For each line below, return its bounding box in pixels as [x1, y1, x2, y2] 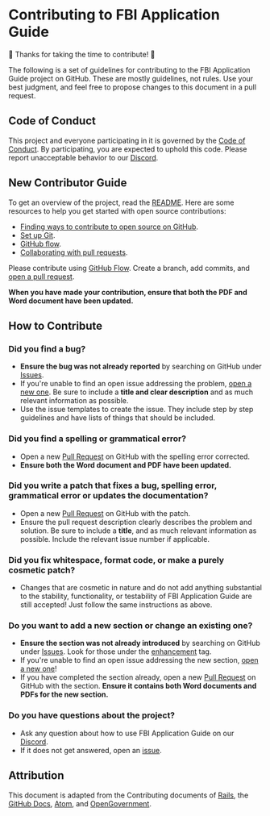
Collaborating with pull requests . [19, 248, 128, 257]
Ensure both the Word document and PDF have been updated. [19, 460, 232, 469]
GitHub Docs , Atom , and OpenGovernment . [8, 798, 152, 808]
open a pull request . [8, 272, 75, 281]
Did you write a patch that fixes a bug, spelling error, [8, 480, 218, 491]
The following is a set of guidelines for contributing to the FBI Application [8, 65, 251, 74]
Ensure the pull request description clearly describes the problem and [19, 517, 252, 527]
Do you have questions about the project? [8, 710, 176, 721]
